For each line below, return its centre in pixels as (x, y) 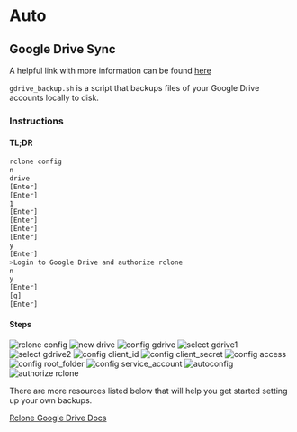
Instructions (37, 121)
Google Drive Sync (63, 49)
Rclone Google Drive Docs (58, 418)
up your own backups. (51, 400)
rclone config (36, 162)
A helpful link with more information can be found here (110, 70)
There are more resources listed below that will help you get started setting (148, 391)
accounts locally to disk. (54, 97)
